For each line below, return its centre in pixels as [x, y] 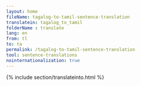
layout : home [22, 11]
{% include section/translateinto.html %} [55, 77]
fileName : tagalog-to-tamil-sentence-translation [68, 17]
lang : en [17, 33]
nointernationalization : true [43, 60]
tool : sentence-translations [42, 55]
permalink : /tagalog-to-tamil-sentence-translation [70, 50]
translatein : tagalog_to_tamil [44, 22]
